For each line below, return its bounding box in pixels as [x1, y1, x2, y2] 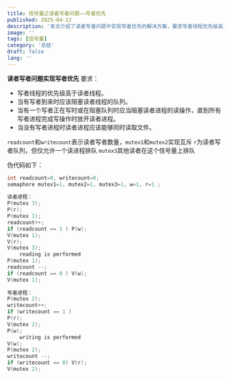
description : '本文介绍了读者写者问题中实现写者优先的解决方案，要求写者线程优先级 [7, 23, 218, 29]
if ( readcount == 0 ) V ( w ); [7, 270, 88, 277]
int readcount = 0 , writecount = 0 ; [7, 174, 99, 182]
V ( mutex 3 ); [7, 245, 41, 252]
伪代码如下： [7, 160, 43, 169]
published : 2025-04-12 [7, 16, 72, 23]
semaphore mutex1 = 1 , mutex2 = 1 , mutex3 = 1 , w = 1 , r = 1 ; [7, 181, 161, 188]
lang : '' [7, 55, 32, 62]
